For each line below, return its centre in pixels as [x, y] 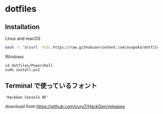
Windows [15, 56]
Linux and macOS [23, 38]
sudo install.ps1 [23, 70]
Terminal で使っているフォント [51, 86]
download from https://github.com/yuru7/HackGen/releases [65, 106]
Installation [22, 27]
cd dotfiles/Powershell [29, 65]
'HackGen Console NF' [27, 97]
